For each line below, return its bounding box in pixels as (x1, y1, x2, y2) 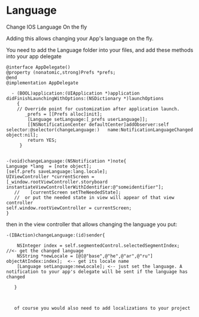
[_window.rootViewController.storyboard (6, 179, 108, 185)
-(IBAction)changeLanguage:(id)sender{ (6, 232, 105, 238)
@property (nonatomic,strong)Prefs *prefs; (6, 69, 116, 75)
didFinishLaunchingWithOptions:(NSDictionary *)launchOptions (6, 95, 164, 101)
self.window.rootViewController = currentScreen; (6, 205, 132, 211)
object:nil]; (6, 132, 39, 138)
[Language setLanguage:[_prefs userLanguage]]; (27, 116, 148, 122)
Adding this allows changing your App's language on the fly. (6, 35, 154, 42)
